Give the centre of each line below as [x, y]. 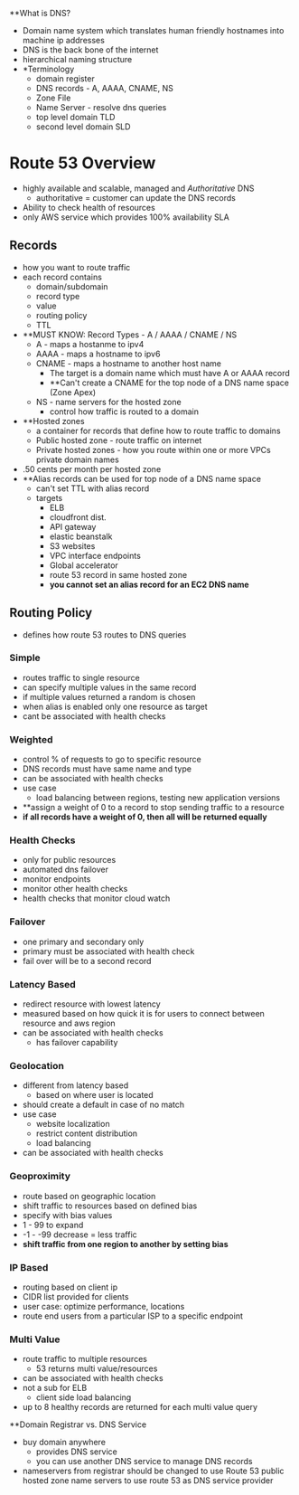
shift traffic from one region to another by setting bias [125, 1244]
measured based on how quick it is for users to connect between [143, 1014]
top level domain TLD [75, 117]
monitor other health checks [75, 889]
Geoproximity [40, 1177]
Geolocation [37, 1065]
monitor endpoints [56, 879]
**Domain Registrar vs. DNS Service [78, 1424]
